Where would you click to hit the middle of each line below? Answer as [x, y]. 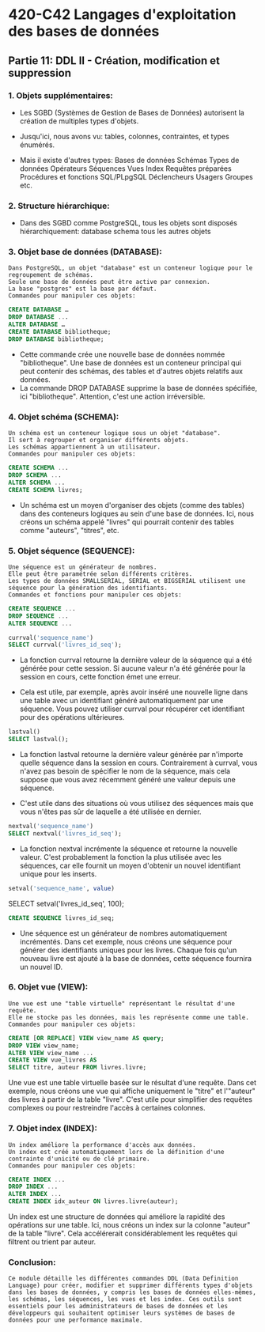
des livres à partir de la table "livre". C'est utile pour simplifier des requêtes [131, 1099]
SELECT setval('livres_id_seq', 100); [66, 903]
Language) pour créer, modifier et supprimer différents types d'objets [131, 1286]
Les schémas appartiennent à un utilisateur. [84, 447]
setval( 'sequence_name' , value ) [61, 888]
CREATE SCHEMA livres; [45, 490]
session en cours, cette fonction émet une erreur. [100, 677]
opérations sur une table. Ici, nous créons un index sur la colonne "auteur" [129, 1225]
